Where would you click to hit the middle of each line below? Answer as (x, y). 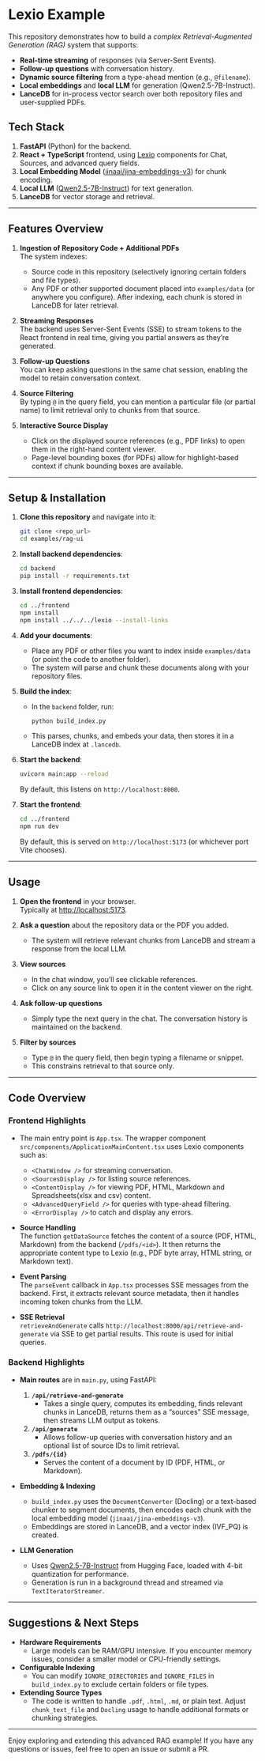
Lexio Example (57, 15)
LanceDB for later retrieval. (75, 305)
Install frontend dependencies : (71, 591)
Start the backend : (51, 760)
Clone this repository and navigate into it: (88, 517)
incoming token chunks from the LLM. (81, 1302)
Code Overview (47, 1098)
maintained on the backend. (77, 1026)
